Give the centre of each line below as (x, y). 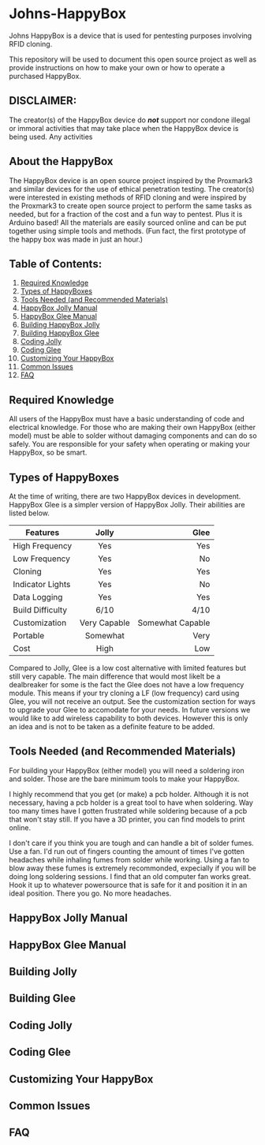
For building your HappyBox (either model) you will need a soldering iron (127, 770)
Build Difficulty (40, 610)
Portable (29, 636)
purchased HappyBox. (45, 76)
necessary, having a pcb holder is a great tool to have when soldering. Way (131, 803)
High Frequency (43, 546)
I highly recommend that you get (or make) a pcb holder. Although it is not (129, 794)
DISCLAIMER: (43, 101)
